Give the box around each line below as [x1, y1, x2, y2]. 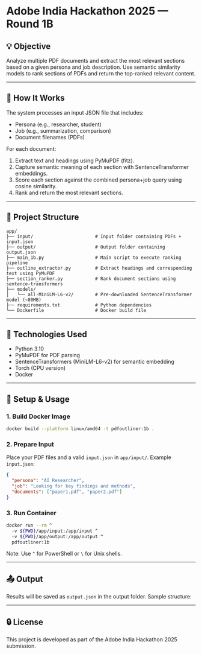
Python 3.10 [14, 345, 44, 352]
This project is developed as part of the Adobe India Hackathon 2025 [6, 636, 177, 643]
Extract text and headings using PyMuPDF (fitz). [14, 157, 135, 164]
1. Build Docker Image [6, 412, 70, 421]
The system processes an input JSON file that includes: [6, 109, 144, 116]
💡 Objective [6, 41, 51, 51]
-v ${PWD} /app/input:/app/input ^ [11, 528, 98, 534]
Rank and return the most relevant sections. [14, 189, 123, 196]
